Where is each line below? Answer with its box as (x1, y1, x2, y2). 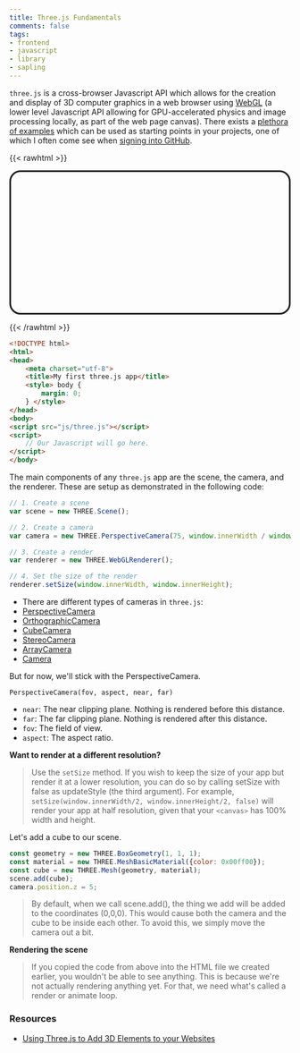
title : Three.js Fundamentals (9, 13, 122, 22)
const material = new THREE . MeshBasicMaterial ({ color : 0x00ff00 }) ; (9, 857, 266, 866)
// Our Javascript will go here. (25, 439, 150, 448)
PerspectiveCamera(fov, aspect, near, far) (9, 688, 174, 697)
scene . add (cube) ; (9, 874, 74, 883)
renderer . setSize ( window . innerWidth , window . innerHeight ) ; (9, 581, 234, 590)
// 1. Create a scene (9, 498, 90, 507)
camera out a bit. (30, 927, 94, 938)
